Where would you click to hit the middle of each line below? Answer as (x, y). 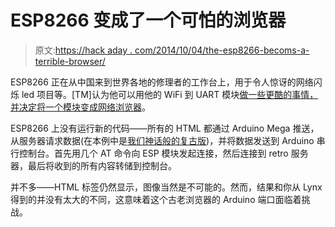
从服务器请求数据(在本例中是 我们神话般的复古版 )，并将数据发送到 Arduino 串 (168, 140)
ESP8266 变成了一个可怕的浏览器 (148, 20)
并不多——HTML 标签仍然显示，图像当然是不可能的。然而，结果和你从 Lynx (166, 187)
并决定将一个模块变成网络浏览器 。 (80, 107)
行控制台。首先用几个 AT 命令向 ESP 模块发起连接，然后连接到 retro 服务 (159, 153)
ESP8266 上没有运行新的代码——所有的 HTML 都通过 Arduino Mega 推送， (165, 128)
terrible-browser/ (70, 61)
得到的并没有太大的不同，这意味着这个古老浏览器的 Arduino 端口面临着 (156, 199)
